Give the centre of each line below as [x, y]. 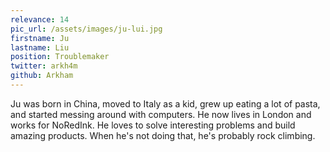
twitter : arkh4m [44, 66]
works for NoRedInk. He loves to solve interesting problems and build [153, 125]
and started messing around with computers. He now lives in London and [161, 114]
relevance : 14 [40, 19]
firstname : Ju [40, 38]
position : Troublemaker [60, 57]
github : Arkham [42, 76]
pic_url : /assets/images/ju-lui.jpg [86, 29]
